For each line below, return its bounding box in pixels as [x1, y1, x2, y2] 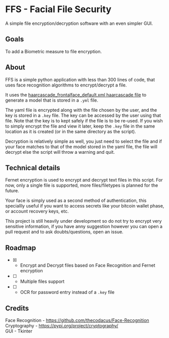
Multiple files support [20, 278, 65, 284]
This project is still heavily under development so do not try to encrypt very [5, 218, 162, 224]
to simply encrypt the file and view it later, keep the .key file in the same [5, 123, 155, 129]
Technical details [5, 163, 61, 172]
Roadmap [5, 243, 36, 252]
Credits [5, 304, 29, 312]
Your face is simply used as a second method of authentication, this [5, 197, 147, 203]
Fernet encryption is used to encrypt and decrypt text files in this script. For [5, 177, 163, 183]
